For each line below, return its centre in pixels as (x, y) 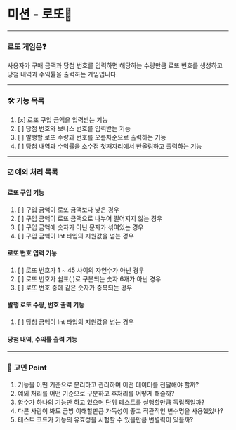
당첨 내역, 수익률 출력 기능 (42, 339)
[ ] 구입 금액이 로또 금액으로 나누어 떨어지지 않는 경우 (90, 218)
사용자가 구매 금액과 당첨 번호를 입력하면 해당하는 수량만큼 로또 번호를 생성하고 (115, 66)
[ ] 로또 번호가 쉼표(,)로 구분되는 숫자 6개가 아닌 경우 (89, 278)
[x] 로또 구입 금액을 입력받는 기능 (63, 119)
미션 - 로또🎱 (40, 14)
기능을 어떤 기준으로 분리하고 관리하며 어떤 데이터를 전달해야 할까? (108, 384)
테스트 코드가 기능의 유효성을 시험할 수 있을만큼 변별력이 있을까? (105, 419)
